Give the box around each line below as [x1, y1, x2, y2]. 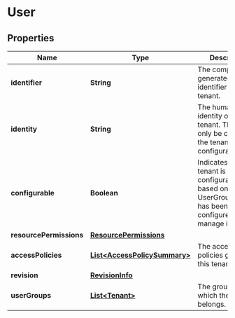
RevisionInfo [90, 270, 133, 280]
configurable [10, 188, 55, 198]
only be [197, 129, 222, 138]
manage [197, 219, 225, 228]
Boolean [90, 188, 119, 198]
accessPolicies [10, 250, 62, 260]
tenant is [197, 166, 226, 176]
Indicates [197, 158, 228, 167]
